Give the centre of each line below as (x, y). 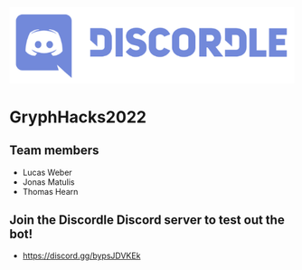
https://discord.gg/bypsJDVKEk (81, 256)
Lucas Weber (47, 172)
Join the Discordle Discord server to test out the (147, 220)
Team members (54, 151)
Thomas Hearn (50, 191)
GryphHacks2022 (78, 117)
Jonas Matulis (48, 182)
